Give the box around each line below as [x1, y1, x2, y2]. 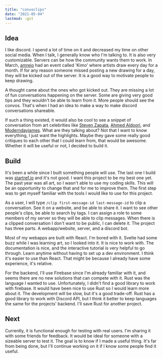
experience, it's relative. [5, 261, 53, 266]
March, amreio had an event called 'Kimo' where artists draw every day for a [5, 62, 158, 68]
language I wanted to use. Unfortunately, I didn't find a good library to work [5, 280, 156, 286]
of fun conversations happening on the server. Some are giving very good [5, 93, 153, 98]
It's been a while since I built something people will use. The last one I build [5, 170, 156, 175]
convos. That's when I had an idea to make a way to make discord [5, 103, 137, 109]
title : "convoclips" [5, 7, 47, 12]
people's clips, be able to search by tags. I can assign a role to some [5, 210, 142, 216]
